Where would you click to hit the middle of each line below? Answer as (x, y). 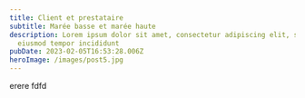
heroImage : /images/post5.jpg (67, 60)
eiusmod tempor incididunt (69, 43)
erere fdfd (28, 86)
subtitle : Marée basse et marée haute (83, 26)
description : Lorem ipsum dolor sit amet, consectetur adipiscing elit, (150, 34)
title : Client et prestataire (67, 18)
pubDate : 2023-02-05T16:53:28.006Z (77, 52)
